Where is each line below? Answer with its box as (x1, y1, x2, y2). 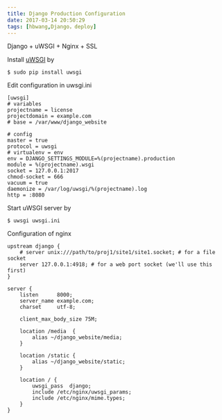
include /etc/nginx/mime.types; (32, 395, 126, 402)
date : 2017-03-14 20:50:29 (7, 17, 85, 24)
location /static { (19, 352, 76, 360)
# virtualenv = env (7, 149, 64, 156)
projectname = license (7, 107, 73, 114)
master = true (7, 137, 49, 144)
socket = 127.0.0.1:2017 (7, 167, 79, 174)
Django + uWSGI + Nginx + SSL (7, 42, 98, 51)
